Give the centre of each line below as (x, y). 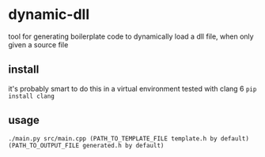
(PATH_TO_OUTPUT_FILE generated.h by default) (86, 145)
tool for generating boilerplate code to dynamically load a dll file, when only (131, 36)
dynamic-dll (49, 15)
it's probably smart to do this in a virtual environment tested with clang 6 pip (132, 88)
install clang (32, 96)
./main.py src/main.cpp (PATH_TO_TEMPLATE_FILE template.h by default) (129, 138)
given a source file (38, 44)
